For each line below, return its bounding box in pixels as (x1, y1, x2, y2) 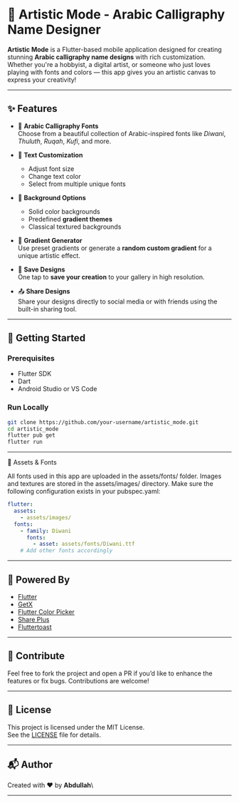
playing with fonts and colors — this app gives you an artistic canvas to (7, 68, 216, 76)
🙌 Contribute (7, 650, 65, 662)
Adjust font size (28, 164, 75, 173)
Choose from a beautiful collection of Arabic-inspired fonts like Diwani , (17, 129, 226, 138)
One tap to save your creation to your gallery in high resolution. (17, 272, 205, 281)
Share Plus (17, 616, 50, 624)
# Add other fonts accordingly (20, 547, 113, 554)
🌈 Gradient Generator (17, 236, 83, 244)
